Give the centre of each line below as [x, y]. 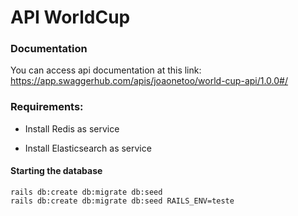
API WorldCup [70, 17]
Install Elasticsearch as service [88, 148]
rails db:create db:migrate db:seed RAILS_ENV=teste [122, 201]
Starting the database [56, 171]
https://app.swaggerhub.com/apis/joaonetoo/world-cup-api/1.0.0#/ [149, 81]
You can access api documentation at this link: [106, 70]
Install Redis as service [72, 128]
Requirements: [47, 107]
